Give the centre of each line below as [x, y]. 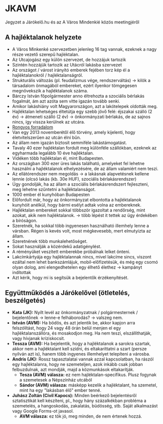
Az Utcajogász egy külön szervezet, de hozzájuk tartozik [69, 60]
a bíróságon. [25, 220]
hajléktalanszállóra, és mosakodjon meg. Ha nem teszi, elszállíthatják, [82, 333]
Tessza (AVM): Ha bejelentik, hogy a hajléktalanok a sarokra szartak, [81, 343]
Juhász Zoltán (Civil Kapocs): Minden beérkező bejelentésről [74, 395]
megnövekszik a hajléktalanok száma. [50, 90]
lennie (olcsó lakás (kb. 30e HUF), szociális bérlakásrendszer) [74, 179]
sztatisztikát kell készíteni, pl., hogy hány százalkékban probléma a [79, 401]
